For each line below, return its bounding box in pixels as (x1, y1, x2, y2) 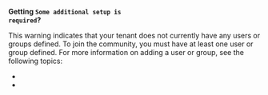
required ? (8, 15, 42, 25)
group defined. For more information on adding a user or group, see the (8, 48, 244, 57)
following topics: (8, 56, 62, 65)
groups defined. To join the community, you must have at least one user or (8, 39, 254, 49)
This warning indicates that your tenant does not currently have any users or (8, 31, 261, 40)
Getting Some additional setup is (8, 7, 122, 16)
